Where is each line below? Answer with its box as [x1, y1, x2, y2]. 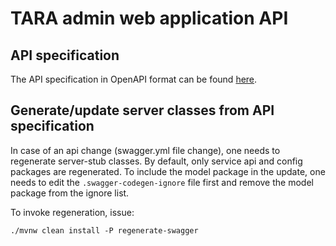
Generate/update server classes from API [10, 102, 275, 119]
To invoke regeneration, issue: [10, 206, 135, 218]
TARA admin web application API [10, 7, 289, 30]
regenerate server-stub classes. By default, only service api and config [10, 155, 303, 167]
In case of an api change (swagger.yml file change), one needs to [10, 144, 281, 156]
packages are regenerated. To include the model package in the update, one [10, 165, 326, 177]
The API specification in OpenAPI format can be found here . [10, 73, 258, 85]
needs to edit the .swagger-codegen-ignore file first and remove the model [10, 176, 314, 188]
